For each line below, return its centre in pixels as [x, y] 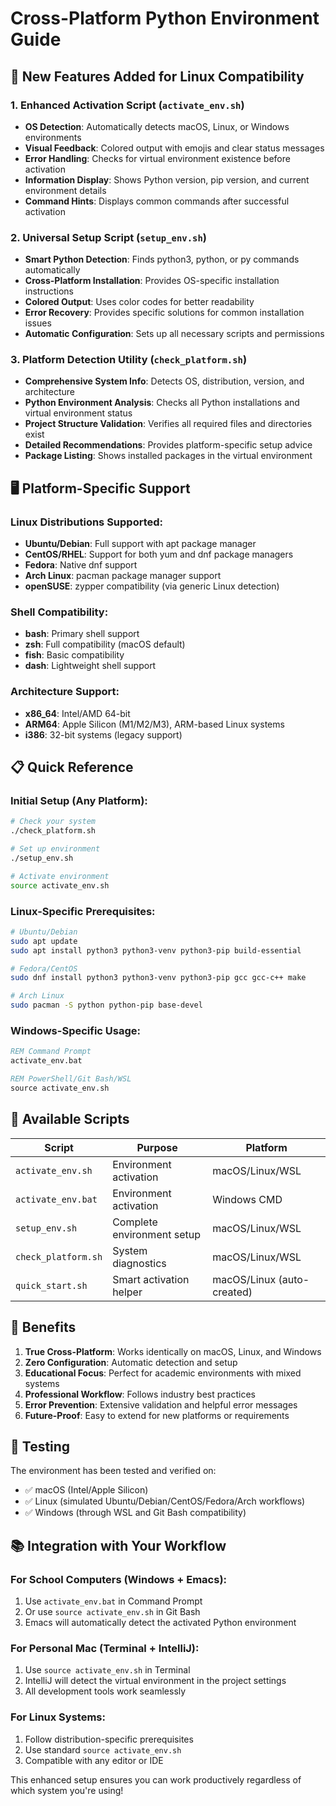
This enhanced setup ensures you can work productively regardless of [156, 1779]
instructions [49, 291]
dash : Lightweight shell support [90, 666]
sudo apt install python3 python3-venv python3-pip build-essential [156, 950]
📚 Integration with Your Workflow [118, 1545]
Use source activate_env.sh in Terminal [107, 1670]
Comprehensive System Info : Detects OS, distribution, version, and [164, 381]
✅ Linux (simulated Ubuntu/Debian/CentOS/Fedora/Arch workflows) [165, 1501]
